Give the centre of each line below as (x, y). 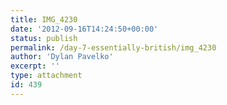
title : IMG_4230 (44, 19)
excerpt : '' (35, 66)
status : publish (44, 38)
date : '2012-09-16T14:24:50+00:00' (84, 29)
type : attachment (46, 76)
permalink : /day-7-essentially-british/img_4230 (113, 47)
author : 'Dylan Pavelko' (62, 57)
